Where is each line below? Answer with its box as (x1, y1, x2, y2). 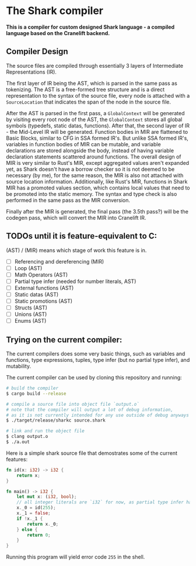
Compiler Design (6, 47, 68, 57)
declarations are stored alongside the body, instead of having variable (6, 147, 174, 154)
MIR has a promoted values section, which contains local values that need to (6, 184, 190, 191)
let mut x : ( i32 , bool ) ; (16, 494, 77, 500)
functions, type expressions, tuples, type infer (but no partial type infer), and (6, 357, 190, 363)
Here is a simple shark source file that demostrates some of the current (6, 449, 178, 457)
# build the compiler (6, 385, 59, 391)
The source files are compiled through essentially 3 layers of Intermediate (6, 62, 184, 69)
